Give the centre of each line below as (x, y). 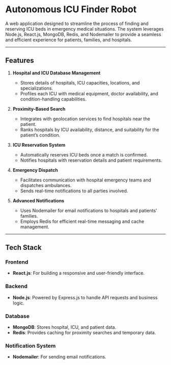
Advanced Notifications (38, 200)
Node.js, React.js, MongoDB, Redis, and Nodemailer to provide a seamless (83, 34)
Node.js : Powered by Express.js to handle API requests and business (85, 297)
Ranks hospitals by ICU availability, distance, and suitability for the (90, 129)
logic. (18, 303)
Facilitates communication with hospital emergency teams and (86, 180)
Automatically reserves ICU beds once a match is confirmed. (84, 154)
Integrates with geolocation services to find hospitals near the (85, 119)
